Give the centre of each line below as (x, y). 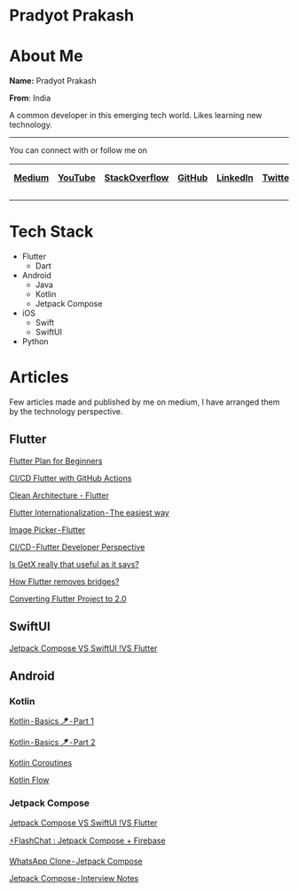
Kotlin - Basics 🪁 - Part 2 (52, 743)
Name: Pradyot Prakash (53, 81)
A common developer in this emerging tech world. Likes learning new (136, 116)
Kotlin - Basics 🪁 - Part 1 (52, 721)
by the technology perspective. (66, 411)
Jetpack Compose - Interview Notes (74, 878)
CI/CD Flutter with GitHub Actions (71, 478)
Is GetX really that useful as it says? (74, 564)
